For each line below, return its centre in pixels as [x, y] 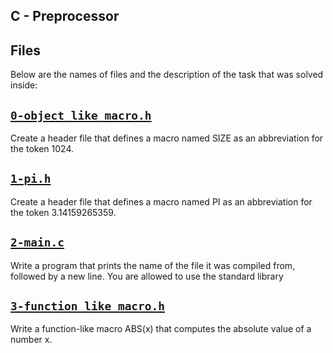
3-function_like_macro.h [88, 306]
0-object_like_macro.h [81, 115]
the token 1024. [42, 149]
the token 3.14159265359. [63, 212]
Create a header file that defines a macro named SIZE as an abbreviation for [167, 138]
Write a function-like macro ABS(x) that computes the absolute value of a [161, 329]
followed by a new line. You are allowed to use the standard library [147, 276]
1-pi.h [31, 179]
